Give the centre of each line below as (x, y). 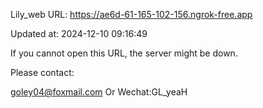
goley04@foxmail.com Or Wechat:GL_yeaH (99, 92)
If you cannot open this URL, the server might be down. (124, 53)
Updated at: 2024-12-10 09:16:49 (79, 33)
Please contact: (42, 72)
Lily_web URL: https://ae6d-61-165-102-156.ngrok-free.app (131, 14)
